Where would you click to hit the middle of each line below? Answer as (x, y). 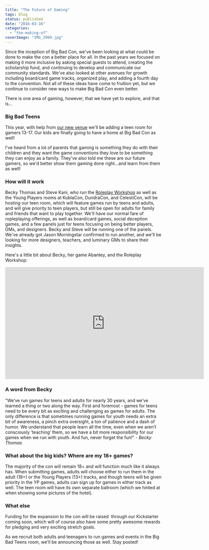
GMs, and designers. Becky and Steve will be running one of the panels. (79, 229)
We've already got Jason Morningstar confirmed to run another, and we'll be (83, 235)
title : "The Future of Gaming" (37, 10)
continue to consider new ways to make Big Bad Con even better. (72, 89)
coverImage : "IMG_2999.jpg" (34, 38)
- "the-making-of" (29, 33)
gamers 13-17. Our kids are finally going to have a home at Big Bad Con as (81, 133)
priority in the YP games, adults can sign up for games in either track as (78, 482)
